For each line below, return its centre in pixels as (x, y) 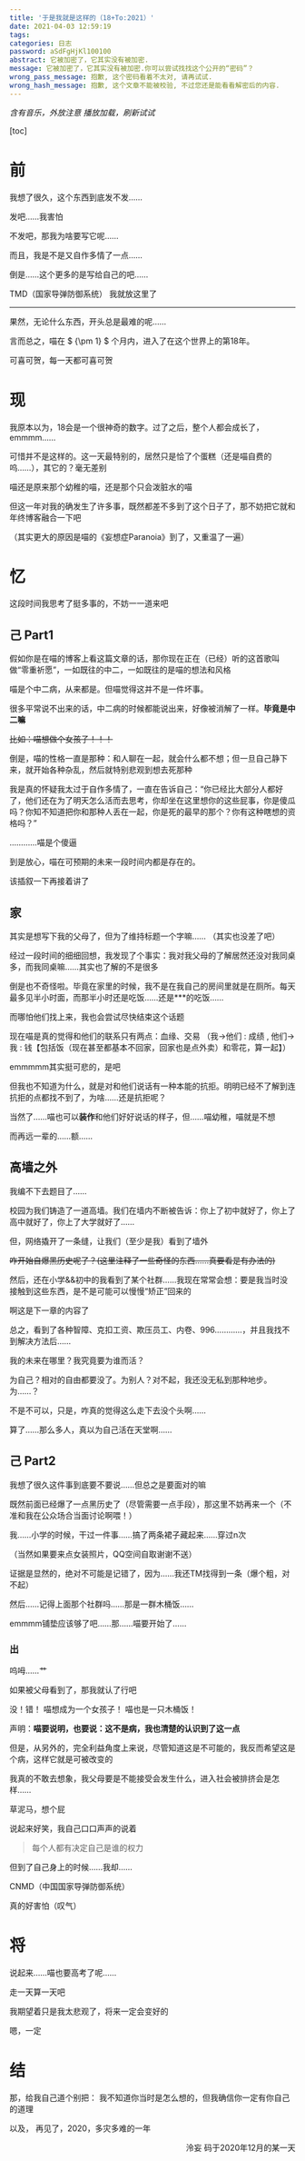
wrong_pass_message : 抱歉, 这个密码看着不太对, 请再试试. (111, 77)
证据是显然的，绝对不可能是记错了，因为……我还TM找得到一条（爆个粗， (146, 1573)
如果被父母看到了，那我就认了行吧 (73, 1689)
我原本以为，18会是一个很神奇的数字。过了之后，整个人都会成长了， (137, 427)
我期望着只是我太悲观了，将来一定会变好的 (89, 2011)
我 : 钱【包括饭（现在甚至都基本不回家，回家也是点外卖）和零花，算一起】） (150, 1048)
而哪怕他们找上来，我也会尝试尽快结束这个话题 (97, 1017)
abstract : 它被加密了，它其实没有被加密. (79, 60)
